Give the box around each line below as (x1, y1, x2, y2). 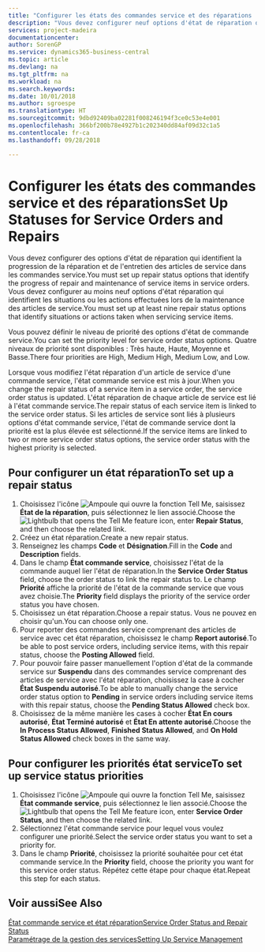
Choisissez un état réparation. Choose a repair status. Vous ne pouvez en (19, 608, 257, 618)
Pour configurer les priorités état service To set (8, 756, 243, 770)
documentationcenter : (8, 33, 80, 42)
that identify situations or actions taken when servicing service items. (8, 312, 234, 322)
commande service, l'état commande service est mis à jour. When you (8, 376, 235, 386)
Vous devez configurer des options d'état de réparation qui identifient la (8, 253, 242, 263)
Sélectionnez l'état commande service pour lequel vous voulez (19, 823, 225, 833)
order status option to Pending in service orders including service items (19, 692, 254, 702)
